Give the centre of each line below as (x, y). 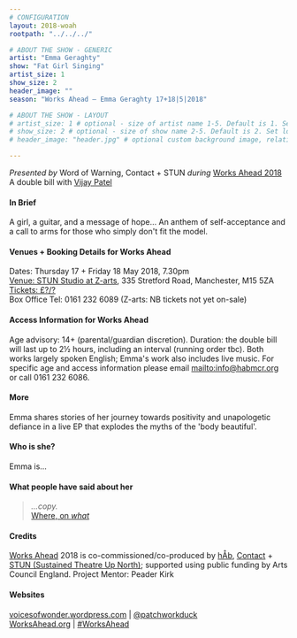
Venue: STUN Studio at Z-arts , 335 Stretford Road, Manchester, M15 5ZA (141, 281)
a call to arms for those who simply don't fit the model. (109, 232)
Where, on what (60, 516)
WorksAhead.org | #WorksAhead (69, 624)
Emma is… (28, 466)
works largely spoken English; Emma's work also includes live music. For (141, 358)
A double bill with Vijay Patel (61, 182)
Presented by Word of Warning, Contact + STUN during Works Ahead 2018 (146, 173)
